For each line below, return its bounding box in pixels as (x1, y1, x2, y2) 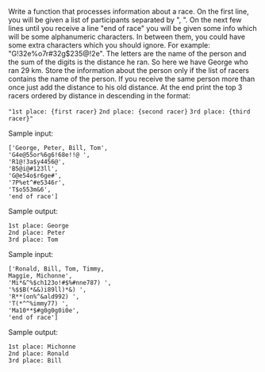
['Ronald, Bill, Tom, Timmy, (8, 265, 105, 273)
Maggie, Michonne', (8, 272, 73, 280)
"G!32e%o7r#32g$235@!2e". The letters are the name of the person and (8, 49, 247, 58)
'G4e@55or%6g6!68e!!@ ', (8, 151, 90, 159)
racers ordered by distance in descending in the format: (8, 91, 190, 100)
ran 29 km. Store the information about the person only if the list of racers (8, 66, 250, 75)
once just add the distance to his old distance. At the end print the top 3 (8, 82, 243, 92)
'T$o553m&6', (8, 186, 52, 194)
